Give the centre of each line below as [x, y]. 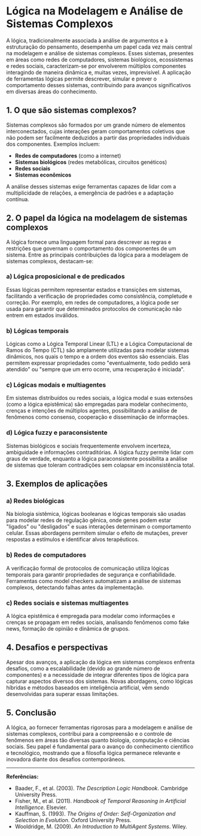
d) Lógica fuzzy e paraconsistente [57, 432]
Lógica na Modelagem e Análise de [95, 11]
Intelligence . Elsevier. [41, 807]
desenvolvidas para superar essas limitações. [63, 694]
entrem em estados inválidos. [42, 315]
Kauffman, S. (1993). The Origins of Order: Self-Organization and [95, 813]
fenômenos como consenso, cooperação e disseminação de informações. [98, 417]
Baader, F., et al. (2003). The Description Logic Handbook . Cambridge [101, 788]
